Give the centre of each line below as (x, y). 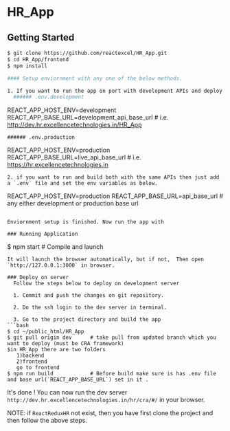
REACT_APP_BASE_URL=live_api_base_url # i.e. (74, 157)
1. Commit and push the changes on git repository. (89, 296)
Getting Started (41, 37)
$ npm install (27, 66)
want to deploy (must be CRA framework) (66, 344)
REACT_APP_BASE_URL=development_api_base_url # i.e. (88, 118)
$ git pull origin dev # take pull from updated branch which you (112, 338)
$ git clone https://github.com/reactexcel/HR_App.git (87, 53)
